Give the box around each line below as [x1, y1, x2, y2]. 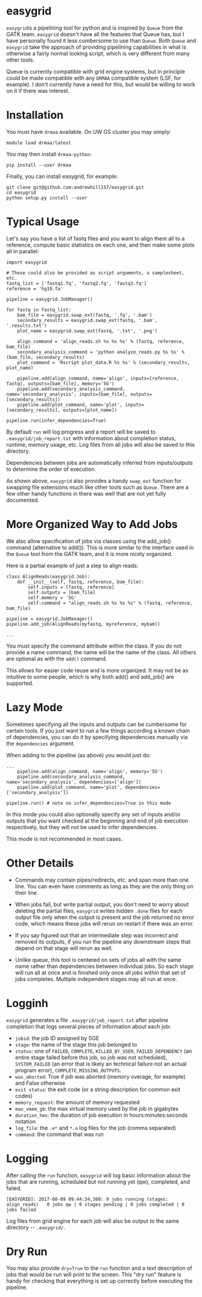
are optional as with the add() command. [6, 655, 107, 662]
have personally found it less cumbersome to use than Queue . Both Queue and [6, 37, 197, 44]
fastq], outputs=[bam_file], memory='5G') [6, 380, 115, 387]
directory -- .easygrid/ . [6, 1223, 65, 1231]
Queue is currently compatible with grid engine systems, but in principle [6, 68, 185, 75]
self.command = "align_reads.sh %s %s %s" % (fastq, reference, [28, 600, 193, 606]
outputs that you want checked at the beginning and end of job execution [6, 817, 189, 824]
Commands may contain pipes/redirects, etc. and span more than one [14, 876, 189, 883]
